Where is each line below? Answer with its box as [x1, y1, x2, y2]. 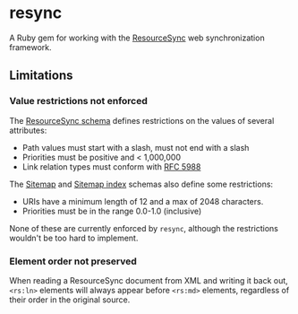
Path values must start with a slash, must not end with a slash [21, 142, 250, 153]
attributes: [9, 125, 47, 135]
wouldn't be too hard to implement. [9, 232, 139, 243]
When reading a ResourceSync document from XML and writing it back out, [9, 275, 288, 285]
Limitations [9, 68, 73, 83]
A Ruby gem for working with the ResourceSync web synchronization [9, 32, 266, 43]
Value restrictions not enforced [9, 95, 148, 108]
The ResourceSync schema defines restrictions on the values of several [9, 115, 275, 126]
